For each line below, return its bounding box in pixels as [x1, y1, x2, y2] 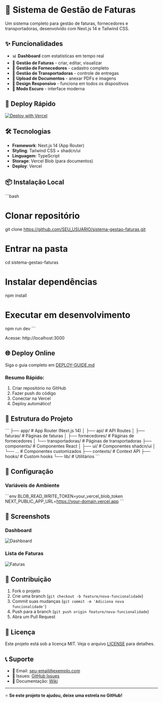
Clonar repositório [5, 210, 80, 222]
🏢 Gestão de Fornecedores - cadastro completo [12, 65, 109, 71]
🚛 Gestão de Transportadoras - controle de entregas [12, 70, 119, 76]
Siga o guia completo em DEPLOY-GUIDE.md [5, 362, 95, 368]
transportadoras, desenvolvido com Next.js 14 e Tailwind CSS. [5, 25, 130, 31]
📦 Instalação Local [5, 178, 65, 186]
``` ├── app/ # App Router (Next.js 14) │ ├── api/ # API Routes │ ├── [5, 428, 145, 433]
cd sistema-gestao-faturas [5, 259, 59, 265]
